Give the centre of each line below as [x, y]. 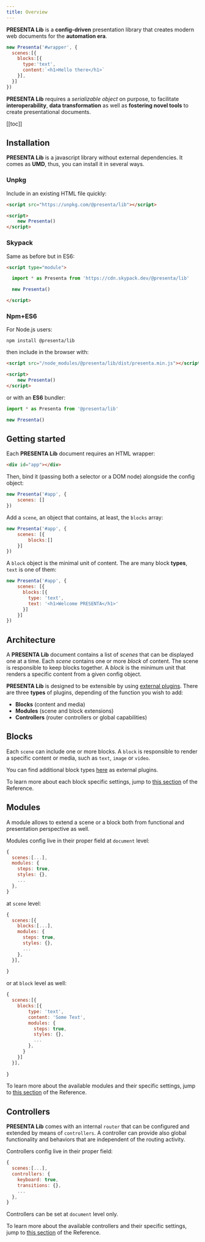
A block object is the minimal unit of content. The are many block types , [97, 563]
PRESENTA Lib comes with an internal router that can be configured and [98, 1127]
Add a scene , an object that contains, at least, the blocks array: [85, 517]
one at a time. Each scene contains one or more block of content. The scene [102, 661]
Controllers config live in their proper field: [59, 1151]
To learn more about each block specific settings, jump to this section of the [102, 781]
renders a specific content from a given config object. [74, 674]
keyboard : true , [38, 1180]
